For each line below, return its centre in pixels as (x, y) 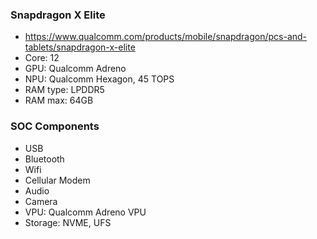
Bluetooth (44, 159)
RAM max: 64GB (59, 100)
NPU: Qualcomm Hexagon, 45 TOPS (99, 79)
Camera (41, 201)
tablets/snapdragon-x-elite (80, 47)
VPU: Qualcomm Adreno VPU (85, 212)
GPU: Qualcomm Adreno (75, 69)
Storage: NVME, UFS (68, 222)
